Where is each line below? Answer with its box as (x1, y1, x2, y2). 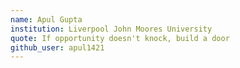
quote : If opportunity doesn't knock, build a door (10, 33, 230, 43)
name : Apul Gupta (10, 14, 83, 25)
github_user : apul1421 (10, 42, 105, 53)
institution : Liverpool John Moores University (10, 24, 213, 34)
